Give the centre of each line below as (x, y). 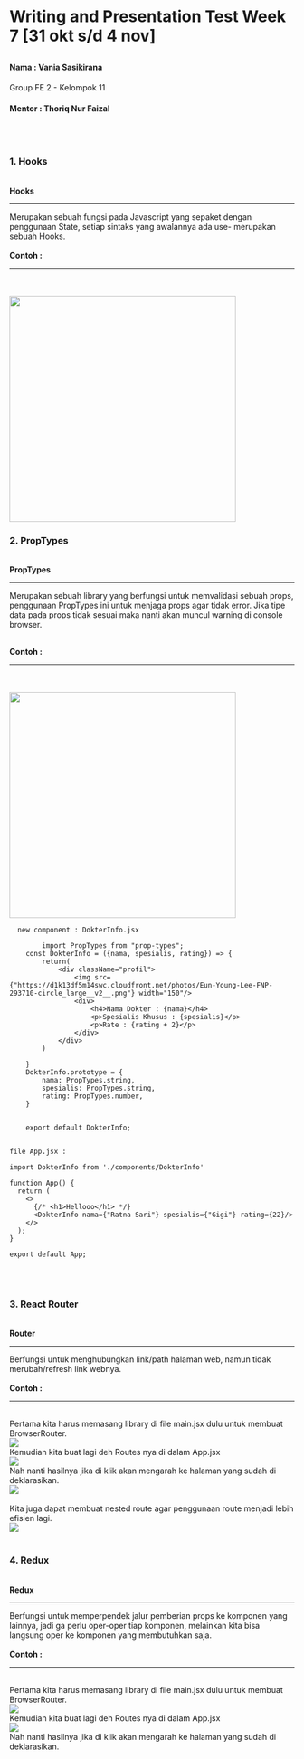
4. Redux (29, 1560)
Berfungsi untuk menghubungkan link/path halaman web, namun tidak (140, 1359)
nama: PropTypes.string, (89, 1080)
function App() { (42, 1183)
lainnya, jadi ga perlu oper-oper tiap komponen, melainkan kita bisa (135, 1625)
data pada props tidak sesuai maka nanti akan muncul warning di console (146, 615)
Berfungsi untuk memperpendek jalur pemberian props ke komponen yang (148, 1615)
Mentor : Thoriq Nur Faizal (60, 108)
